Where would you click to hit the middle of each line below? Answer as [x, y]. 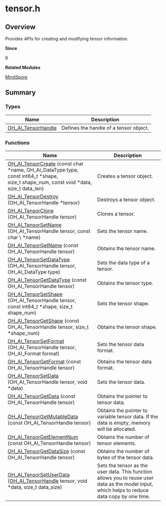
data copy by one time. [124, 496]
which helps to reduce [123, 490]
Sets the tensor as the [123, 465]
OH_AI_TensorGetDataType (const [47, 280]
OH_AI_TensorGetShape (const [43, 321]
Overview [21, 27]
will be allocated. [117, 429]
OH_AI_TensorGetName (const [43, 245]
